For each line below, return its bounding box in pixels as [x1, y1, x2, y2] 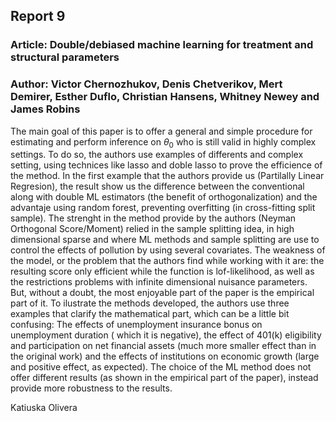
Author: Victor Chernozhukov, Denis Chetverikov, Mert [10, 77, 283, 91]
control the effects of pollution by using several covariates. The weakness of [10, 244, 326, 256]
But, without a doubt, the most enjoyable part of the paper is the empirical [10, 287, 315, 299]
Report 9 [10, 8, 66, 25]
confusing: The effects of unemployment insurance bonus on [10, 319, 263, 331]
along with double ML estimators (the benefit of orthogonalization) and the [10, 191, 318, 203]
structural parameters [10, 50, 120, 64]
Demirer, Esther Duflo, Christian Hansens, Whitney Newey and [10, 90, 320, 104]
